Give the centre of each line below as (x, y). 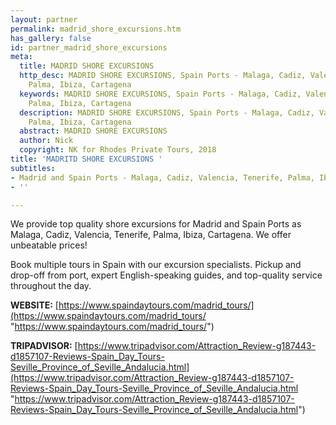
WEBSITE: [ (34, 305)
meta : (21, 57)
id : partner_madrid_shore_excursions (89, 47)
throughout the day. (51, 286)
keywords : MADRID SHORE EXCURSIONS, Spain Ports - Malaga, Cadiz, (160, 94)
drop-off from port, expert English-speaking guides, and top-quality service (166, 275)
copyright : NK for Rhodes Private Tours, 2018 (118, 150)
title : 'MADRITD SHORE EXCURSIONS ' (86, 159)
